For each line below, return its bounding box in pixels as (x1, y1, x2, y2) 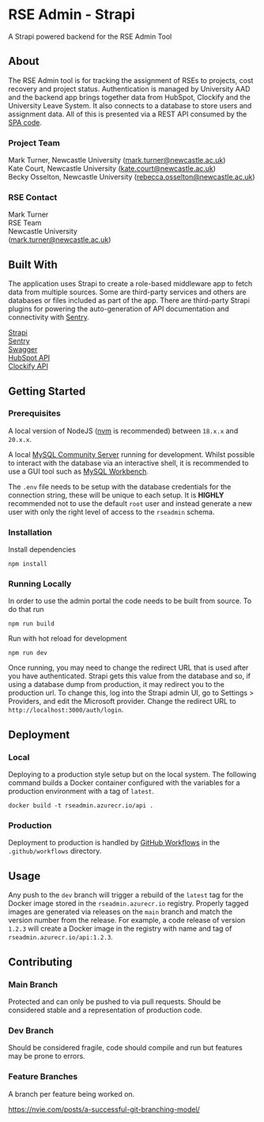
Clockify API (8, 361, 49, 371)
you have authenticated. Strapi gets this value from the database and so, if (8, 671, 251, 681)
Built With (8, 258, 58, 271)
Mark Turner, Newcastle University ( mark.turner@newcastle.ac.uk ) (8, 156, 226, 165)
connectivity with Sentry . (8, 312, 89, 322)
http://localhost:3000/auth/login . (8, 705, 124, 715)
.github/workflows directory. (8, 846, 102, 856)
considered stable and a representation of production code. (8, 1005, 203, 1014)
